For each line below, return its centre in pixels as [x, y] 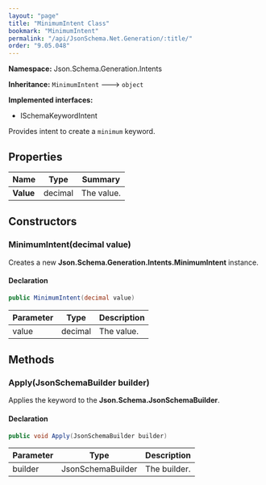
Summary [101, 179]
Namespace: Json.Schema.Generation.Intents [85, 69]
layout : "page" [34, 16]
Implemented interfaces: [51, 100]
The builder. [168, 469]
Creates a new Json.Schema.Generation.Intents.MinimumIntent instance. [134, 262]
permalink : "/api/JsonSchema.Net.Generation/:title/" [101, 38]
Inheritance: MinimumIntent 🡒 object [76, 85]
